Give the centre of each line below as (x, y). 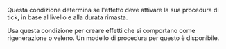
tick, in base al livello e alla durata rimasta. (68, 17)
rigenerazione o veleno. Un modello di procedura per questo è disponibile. (113, 38)
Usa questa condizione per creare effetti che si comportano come (101, 31)
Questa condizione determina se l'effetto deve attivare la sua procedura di (113, 10)
